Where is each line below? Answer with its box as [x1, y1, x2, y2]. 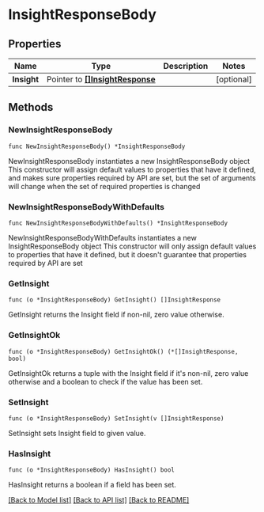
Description [163, 61, 209, 71]
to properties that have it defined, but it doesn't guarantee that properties [8, 249, 247, 259]
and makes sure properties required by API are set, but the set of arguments [8, 173, 256, 183]
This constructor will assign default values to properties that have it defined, [8, 165, 257, 174]
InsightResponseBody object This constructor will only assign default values [8, 241, 257, 251]
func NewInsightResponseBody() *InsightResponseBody [8, 142, 186, 150]
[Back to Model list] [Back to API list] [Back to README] [8, 495, 190, 505]
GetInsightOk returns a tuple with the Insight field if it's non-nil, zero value [8, 368, 249, 377]
